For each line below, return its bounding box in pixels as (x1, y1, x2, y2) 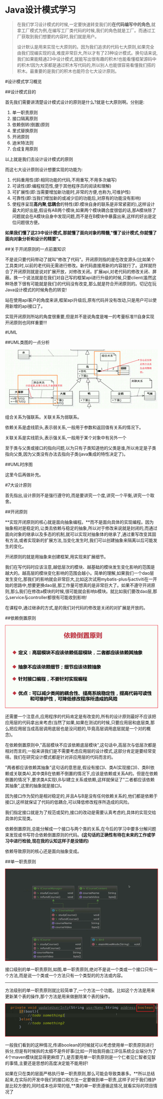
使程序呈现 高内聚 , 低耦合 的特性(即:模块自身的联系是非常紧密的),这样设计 (12, 201, 155, 207)
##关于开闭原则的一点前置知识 (5, 246, 66, 252)
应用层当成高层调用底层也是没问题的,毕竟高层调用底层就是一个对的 (13, 725, 147, 731)
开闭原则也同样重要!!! (5, 319, 48, 326)
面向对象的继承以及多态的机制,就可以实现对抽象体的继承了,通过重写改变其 (5, 532, 152, 537)
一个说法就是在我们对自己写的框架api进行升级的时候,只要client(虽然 (17, 275, 152, 280)
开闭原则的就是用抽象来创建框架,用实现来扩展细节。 (5, 554, 109, 560)
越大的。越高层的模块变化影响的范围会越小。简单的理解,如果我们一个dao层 (5, 570, 154, 576)
